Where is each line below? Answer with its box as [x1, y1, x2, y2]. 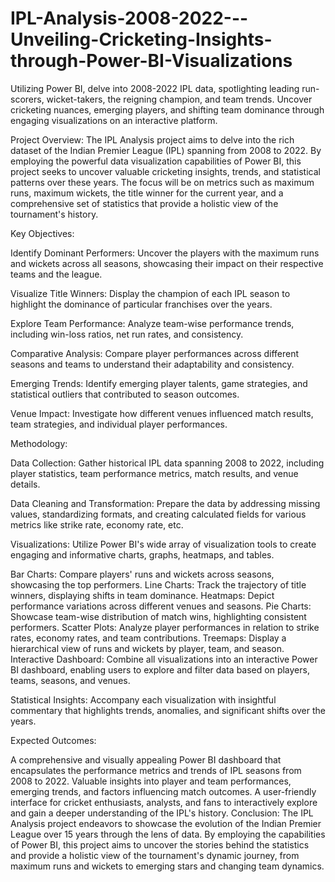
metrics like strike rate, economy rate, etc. [10, 518, 184, 531]
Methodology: [10, 437, 68, 449]
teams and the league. [10, 268, 103, 280]
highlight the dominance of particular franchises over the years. [10, 298, 273, 310]
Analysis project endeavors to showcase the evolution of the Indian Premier [10, 817, 322, 829]
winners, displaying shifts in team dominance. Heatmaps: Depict [10, 589, 275, 601]
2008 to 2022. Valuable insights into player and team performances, [10, 775, 292, 787]
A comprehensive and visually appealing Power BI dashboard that [10, 753, 282, 766]
